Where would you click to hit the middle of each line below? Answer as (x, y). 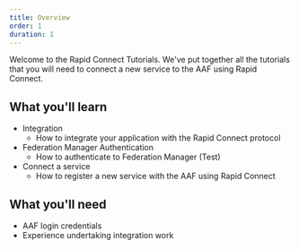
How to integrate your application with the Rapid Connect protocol (158, 138)
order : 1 (26, 26)
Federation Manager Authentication (88, 148)
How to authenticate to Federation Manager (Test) (128, 157)
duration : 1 (31, 34)
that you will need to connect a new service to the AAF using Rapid (133, 69)
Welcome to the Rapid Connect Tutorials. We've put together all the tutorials (149, 60)
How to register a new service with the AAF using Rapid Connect (155, 176)
